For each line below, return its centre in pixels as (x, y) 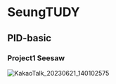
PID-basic (29, 38)
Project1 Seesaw (36, 58)
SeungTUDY (44, 12)
